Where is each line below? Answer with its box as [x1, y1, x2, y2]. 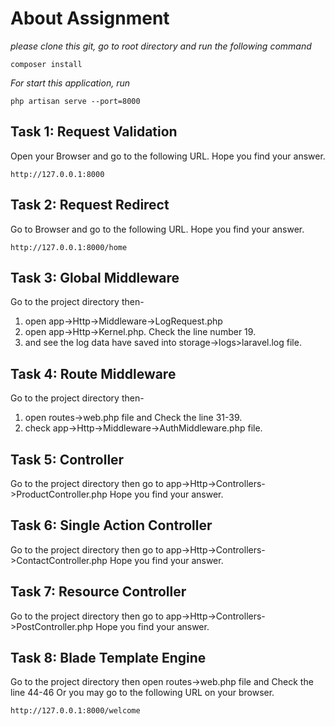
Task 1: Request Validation [10, 123, 178, 141]
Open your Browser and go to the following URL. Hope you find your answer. [10, 150, 326, 162]
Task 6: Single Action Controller [10, 517, 213, 534]
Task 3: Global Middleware [10, 269, 180, 286]
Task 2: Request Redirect [10, 197, 170, 214]
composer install [10, 59, 83, 69]
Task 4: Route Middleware [10, 365, 177, 382]
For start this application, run [10, 77, 130, 89]
